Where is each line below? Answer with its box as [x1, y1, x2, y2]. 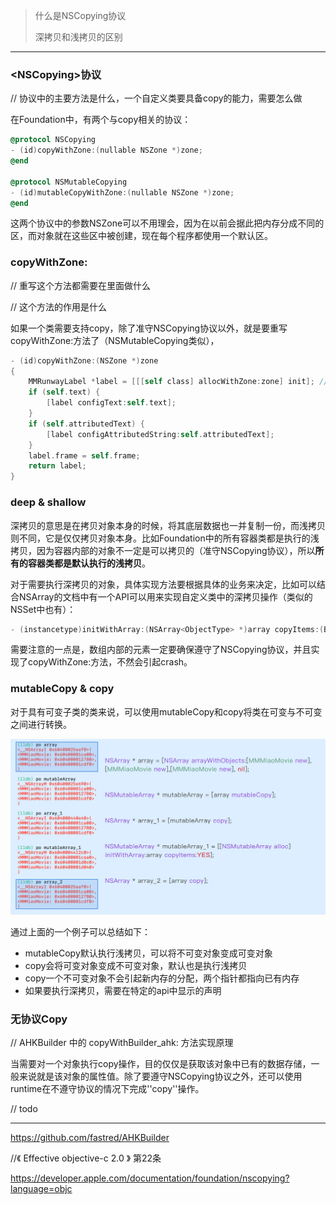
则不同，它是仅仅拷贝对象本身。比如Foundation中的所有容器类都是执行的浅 [10, 532, 320, 544]
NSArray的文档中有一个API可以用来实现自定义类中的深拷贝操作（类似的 [18, 590, 313, 603]
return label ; [28, 461, 87, 471]
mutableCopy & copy [10, 682, 115, 696]
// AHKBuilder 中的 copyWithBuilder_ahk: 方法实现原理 [10, 1037, 234, 1049]
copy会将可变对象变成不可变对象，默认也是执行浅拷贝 [24, 959, 248, 971]
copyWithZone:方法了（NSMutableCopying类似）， [10, 334, 220, 346]
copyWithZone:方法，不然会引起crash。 [27, 656, 193, 668]
